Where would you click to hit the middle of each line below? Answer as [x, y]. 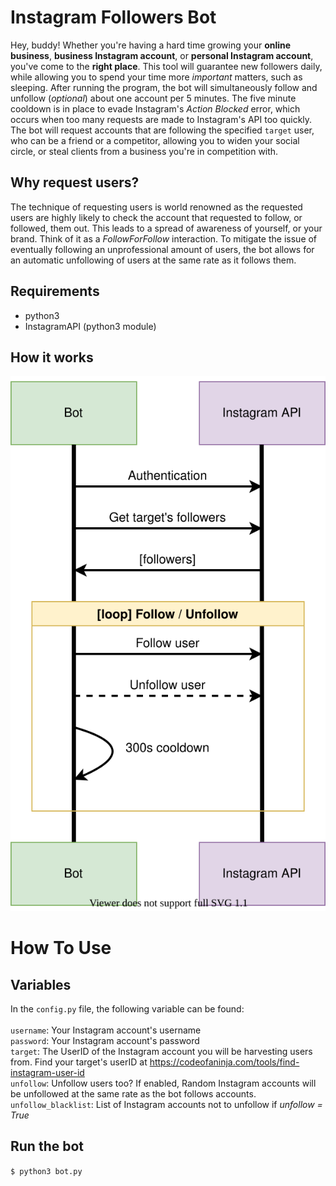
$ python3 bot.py [46, 1171]
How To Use [61, 948]
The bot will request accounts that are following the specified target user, [162, 130]
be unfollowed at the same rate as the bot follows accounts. [133, 1094]
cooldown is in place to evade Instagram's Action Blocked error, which [155, 108]
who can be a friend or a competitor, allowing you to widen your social [155, 140]
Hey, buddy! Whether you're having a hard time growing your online [151, 45]
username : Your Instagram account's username [106, 1030]
